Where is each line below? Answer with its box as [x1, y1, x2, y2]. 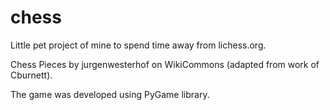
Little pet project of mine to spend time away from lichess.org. [10, 39, 267, 51]
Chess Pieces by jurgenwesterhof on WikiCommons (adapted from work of [10, 58, 320, 70]
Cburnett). [10, 69, 53, 81]
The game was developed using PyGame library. [10, 88, 210, 100]
